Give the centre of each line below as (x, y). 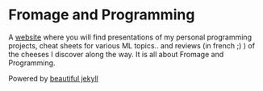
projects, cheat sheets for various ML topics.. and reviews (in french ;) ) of (132, 45)
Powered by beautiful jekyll (53, 78)
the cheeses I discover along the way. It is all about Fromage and (116, 54)
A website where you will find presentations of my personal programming (130, 37)
